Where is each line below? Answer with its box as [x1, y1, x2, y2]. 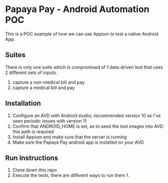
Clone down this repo [12, 167, 57, 173]
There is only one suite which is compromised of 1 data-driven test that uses [5, 64, 163, 70]
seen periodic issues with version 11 [12, 118, 87, 124]
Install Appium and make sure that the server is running [12, 134, 127, 140]
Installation [5, 99, 41, 108]
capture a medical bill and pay [12, 84, 75, 90]
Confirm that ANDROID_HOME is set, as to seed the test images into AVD [12, 123, 163, 129]
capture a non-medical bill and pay [12, 79, 85, 85]
